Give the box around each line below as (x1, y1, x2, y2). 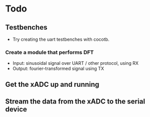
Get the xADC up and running (5, 80, 99, 88)
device (5, 105, 27, 113)
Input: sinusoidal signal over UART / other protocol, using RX (12, 60, 139, 66)
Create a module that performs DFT (5, 49, 94, 56)
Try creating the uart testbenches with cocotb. (12, 36, 110, 42)
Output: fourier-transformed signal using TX (12, 66, 105, 72)
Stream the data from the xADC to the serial (5, 97, 145, 106)
